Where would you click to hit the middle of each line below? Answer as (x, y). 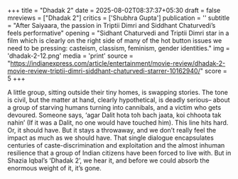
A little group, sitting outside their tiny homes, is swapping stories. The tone (118, 92)
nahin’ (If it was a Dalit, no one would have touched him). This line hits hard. (118, 123)
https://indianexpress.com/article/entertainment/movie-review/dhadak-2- (118, 63)
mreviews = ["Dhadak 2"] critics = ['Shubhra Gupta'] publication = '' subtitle (119, 18)
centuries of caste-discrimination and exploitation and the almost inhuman (116, 145)
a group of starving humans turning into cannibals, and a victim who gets (114, 107)
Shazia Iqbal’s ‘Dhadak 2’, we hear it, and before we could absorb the (108, 160)
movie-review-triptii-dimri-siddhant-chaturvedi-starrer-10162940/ (104, 71)
